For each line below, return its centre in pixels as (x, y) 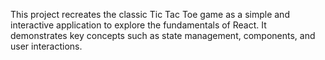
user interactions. (46, 46)
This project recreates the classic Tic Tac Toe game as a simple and (150, 14)
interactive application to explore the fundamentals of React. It (138, 25)
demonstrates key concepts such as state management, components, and (163, 35)
